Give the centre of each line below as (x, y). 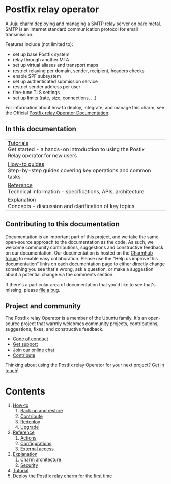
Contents (25, 391)
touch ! (12, 371)
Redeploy (30, 422)
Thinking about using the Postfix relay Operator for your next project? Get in (85, 365)
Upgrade (30, 427)
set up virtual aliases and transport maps (55, 65)
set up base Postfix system (41, 54)
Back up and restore (41, 411)
